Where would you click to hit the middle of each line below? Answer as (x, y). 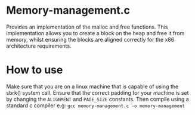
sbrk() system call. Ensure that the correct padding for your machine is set (97, 92)
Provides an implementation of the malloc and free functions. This (87, 27)
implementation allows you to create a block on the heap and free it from (95, 33)
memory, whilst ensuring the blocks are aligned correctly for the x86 (90, 39)
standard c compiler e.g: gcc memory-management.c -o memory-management (96, 105)
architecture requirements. (39, 46)
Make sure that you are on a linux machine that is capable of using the (92, 86)
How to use (35, 70)
